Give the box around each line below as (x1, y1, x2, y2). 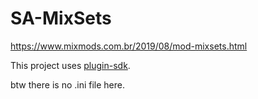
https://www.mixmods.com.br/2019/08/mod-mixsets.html (10, 40, 248, 52)
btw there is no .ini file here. (10, 78, 125, 91)
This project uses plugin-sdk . (10, 59, 131, 71)
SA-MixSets (10, 7, 112, 30)
